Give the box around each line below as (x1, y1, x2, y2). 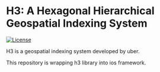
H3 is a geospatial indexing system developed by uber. (6, 47, 140, 54)
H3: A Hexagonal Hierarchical (6, 4, 155, 18)
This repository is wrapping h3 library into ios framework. (6, 59, 146, 66)
